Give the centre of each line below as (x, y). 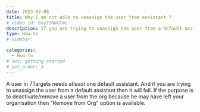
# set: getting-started (36, 61)
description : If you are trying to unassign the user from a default (94, 28)
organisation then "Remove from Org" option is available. (76, 102)
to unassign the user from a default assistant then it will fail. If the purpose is (100, 90)
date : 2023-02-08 (28, 12)
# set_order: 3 (25, 67)
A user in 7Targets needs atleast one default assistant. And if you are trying (99, 83)
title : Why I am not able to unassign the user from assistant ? (89, 17)
